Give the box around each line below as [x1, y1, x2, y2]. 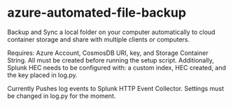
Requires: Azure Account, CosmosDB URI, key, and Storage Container [7, 49, 209, 57]
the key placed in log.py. [7, 71, 78, 79]
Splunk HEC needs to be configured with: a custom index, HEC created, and [7, 63, 226, 72]
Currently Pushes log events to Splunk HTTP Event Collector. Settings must [7, 84, 225, 92]
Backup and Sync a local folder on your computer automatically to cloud [7, 28, 216, 36]
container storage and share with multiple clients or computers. [7, 35, 190, 43]
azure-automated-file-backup [7, 5, 187, 21]
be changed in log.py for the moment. [7, 92, 116, 100]
